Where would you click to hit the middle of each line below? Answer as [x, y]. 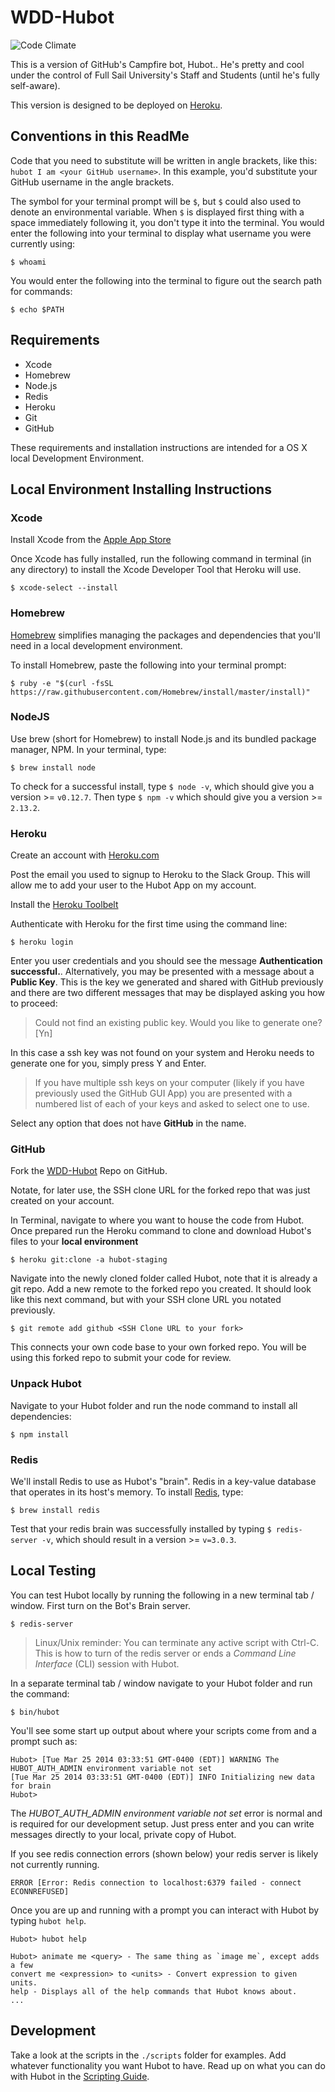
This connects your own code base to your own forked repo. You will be [158, 1347]
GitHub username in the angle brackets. [92, 182]
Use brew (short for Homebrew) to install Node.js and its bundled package [163, 738]
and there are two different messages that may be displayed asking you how [167, 993]
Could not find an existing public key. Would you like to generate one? [178, 1023]
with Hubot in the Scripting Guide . [80, 2076]
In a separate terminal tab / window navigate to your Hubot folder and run [161, 1683]
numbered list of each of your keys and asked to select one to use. [172, 1104]
